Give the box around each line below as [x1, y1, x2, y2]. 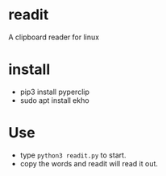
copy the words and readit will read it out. [19, 158, 159, 168]
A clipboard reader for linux [8, 32, 99, 42]
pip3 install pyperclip [19, 87, 90, 96]
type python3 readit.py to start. [19, 150, 127, 160]
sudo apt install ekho [19, 95, 90, 105]
